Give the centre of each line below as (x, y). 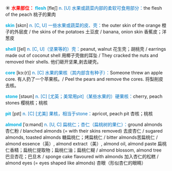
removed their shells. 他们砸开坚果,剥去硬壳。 (53, 62)
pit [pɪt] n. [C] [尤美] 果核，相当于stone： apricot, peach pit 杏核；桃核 (79, 114)
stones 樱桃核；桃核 (26, 103)
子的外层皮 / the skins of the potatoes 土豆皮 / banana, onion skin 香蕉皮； (84, 32)
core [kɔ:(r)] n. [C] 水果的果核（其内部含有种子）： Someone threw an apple (84, 73)
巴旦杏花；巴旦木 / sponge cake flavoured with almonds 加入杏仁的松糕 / (82, 156)
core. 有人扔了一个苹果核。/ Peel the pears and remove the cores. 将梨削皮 (84, 79)
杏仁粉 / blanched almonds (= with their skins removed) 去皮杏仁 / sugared (84, 131)
